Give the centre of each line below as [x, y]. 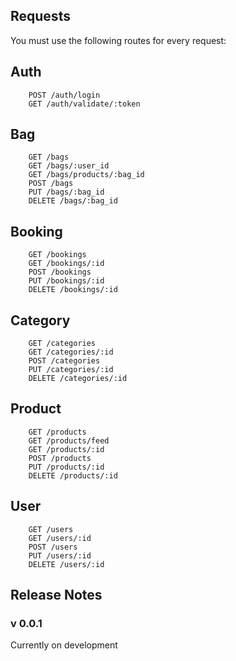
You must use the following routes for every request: [118, 40]
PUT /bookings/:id [66, 281]
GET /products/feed [69, 440]
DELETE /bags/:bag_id [73, 201]
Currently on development [64, 645]
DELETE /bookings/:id [73, 290]
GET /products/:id [66, 449]
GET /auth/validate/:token [84, 104]
